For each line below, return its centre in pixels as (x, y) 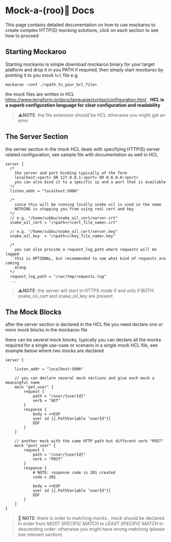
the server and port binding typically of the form (71, 173)
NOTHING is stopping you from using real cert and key (74, 209)
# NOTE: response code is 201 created (74, 473)
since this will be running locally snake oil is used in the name (88, 204)
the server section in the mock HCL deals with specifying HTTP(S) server (83, 149)
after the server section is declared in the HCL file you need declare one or (84, 324)
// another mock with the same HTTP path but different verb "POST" (89, 441)
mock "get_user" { (34, 387)
